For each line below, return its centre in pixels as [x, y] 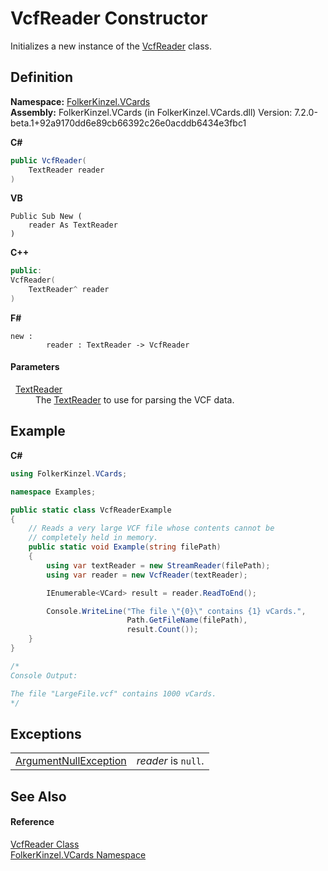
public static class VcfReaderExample [91, 510]
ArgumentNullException [71, 761]
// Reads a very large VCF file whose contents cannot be [151, 528]
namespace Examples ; [53, 492]
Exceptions [46, 733]
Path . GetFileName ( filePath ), [187, 620]
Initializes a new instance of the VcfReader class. [111, 46]
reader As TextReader [73, 225]
